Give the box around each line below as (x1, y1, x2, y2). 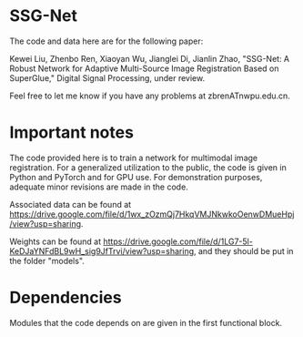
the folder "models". (9, 255, 85, 266)
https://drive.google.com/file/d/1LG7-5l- (103, 236, 253, 247)
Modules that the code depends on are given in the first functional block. (9, 317, 283, 328)
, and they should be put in (194, 245, 294, 256)
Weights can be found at (9, 236, 102, 247)
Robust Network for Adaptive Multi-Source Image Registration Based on (9, 63, 279, 74)
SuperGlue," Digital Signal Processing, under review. (9, 72, 206, 83)
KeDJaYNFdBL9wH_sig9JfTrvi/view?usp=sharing (9, 245, 195, 256)
